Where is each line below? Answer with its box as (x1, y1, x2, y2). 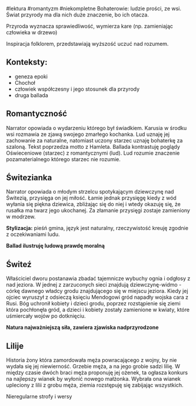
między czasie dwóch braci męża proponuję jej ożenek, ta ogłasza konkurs (6, 369, 188, 376)
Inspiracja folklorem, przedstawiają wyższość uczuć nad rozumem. (6, 41, 169, 47)
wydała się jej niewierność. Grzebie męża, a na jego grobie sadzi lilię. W (6, 363, 181, 370)
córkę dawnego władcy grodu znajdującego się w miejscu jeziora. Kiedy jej (6, 288, 188, 295)
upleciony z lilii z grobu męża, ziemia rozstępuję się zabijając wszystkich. (6, 382, 184, 389)
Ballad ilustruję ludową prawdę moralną (6, 242, 105, 249)
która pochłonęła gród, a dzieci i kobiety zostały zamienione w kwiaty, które (6, 306, 190, 314)
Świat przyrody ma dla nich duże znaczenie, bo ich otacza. (6, 11, 149, 18)
